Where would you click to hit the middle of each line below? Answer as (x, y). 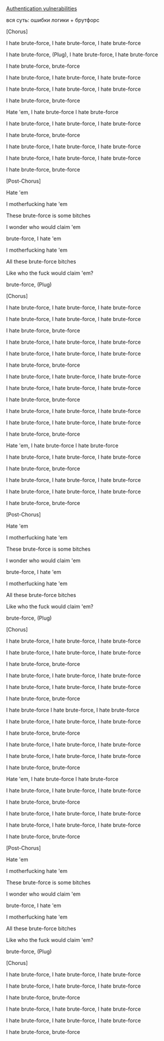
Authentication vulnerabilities (42, 9)
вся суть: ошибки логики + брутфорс (53, 20)
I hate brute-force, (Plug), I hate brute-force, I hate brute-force (82, 55)
